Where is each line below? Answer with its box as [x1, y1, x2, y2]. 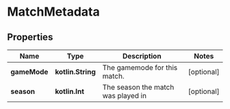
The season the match [102, 82, 175, 92]
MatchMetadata [7, 4, 101, 20]
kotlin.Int [54, 87, 84, 96]
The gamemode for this [102, 63, 178, 72]
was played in [102, 91, 147, 100]
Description [122, 52, 162, 61]
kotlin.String [54, 67, 96, 76]
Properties [7, 31, 53, 43]
